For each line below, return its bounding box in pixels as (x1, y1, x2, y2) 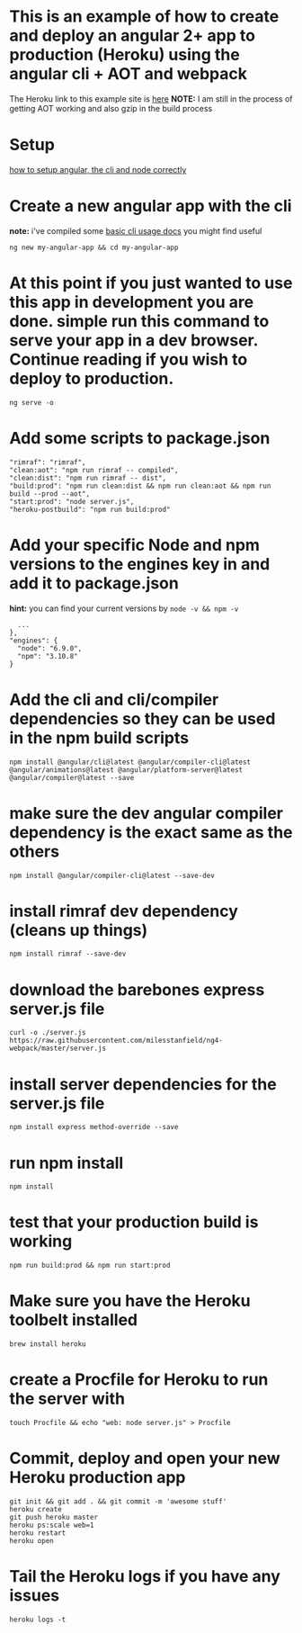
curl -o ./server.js (9, 1028, 87, 1037)
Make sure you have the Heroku (9, 1291, 252, 1311)
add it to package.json (9, 573, 180, 593)
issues (9, 1585, 60, 1606)
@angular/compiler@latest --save (9, 773, 135, 782)
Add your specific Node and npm (9, 534, 261, 555)
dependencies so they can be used (9, 708, 276, 729)
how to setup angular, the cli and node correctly (9, 164, 187, 175)
